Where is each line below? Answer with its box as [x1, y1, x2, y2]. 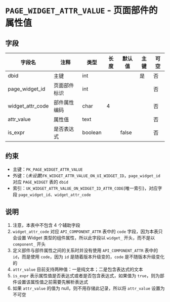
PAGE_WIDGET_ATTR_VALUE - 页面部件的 [5, 5, 158, 16]
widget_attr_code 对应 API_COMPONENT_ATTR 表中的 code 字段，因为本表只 [12, 228, 163, 234]
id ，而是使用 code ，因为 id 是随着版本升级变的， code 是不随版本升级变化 [12, 254, 165, 260]
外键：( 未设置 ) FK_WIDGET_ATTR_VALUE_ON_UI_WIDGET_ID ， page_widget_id [12, 172, 160, 178]
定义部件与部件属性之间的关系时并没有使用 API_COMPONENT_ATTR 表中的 [12, 247, 158, 253]
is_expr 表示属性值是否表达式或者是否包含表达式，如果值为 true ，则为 [12, 272, 160, 278]
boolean [82, 129, 102, 136]
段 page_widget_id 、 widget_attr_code [12, 191, 91, 197]
